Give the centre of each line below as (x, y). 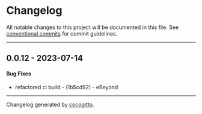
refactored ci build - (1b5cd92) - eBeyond (66, 87)
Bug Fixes (19, 74)
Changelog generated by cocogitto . (50, 104)
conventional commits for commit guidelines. (62, 33)
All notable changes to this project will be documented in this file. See (93, 27)
